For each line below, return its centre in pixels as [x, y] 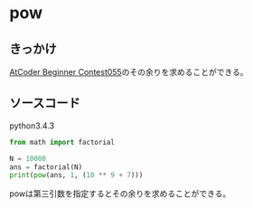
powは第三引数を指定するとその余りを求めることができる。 [120, 194]
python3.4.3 [32, 126]
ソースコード [45, 104]
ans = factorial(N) [46, 167]
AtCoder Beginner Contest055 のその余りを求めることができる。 [129, 72]
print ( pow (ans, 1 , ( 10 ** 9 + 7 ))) [76, 175]
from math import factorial [62, 142]
